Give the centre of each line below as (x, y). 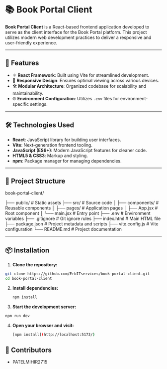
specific (20, 104)
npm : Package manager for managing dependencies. (67, 161)
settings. (39, 104)
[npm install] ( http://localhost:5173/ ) (54, 335)
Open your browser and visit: (43, 325)
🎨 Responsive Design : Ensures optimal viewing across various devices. (86, 80)
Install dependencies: (35, 288)
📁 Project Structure (35, 181)
